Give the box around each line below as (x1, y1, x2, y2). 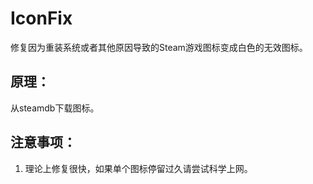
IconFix (10, 7, 73, 30)
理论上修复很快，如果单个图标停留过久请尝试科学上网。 (24, 162, 253, 174)
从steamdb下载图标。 (10, 102, 100, 114)
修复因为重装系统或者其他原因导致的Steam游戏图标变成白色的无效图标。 (10, 41, 308, 53)
